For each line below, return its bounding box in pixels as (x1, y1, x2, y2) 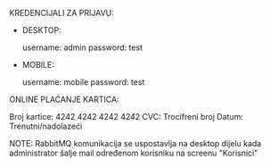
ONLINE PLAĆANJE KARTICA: (9, 94, 119, 104)
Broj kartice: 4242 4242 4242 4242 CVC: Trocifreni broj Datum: (9, 112, 243, 121)
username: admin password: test (21, 42, 143, 53)
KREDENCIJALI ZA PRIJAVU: (9, 8, 114, 18)
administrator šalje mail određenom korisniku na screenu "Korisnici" (9, 147, 258, 158)
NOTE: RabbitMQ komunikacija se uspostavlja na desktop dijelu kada (9, 138, 262, 148)
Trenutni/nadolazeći (9, 121, 83, 131)
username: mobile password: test (21, 77, 145, 88)
